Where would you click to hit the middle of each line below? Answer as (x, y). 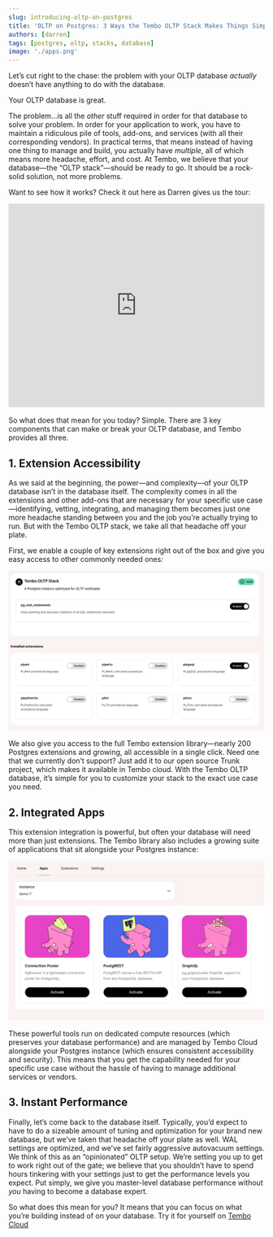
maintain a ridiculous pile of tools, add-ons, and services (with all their (126, 134)
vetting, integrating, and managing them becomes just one (152, 508)
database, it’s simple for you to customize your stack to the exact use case (133, 779)
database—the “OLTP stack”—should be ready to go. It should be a (121, 168)
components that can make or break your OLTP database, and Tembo (125, 429)
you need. (25, 787)
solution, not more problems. (74, 177)
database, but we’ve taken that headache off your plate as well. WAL (123, 1139)
